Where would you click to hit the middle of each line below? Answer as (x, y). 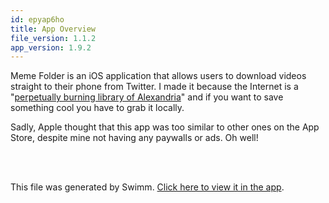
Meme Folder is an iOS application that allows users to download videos (158, 76)
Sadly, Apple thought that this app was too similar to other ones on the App (165, 127)
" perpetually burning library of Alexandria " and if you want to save (147, 97)
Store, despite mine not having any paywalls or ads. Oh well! (134, 138)
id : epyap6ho (37, 19)
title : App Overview (53, 29)
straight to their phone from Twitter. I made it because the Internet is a (154, 87)
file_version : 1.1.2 (53, 38)
